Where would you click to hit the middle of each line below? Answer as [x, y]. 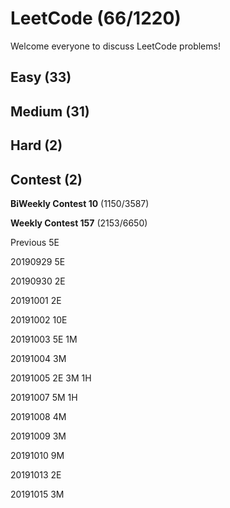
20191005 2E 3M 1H [51, 378]
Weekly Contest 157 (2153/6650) [79, 223]
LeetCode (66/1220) [96, 18]
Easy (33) [41, 77]
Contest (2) [46, 179]
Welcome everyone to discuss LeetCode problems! [115, 46]
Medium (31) [50, 111]
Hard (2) [36, 145]
